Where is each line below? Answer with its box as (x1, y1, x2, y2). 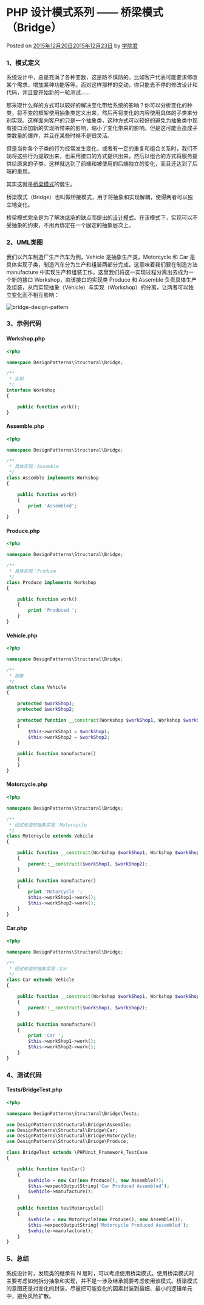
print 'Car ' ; (28, 1032, 64, 1039)
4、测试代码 (6, 1071, 42, 1079)
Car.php (6, 924, 27, 932)
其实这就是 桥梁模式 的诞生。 (6, 180, 76, 188)
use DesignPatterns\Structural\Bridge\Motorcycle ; (6, 1133, 137, 1139)
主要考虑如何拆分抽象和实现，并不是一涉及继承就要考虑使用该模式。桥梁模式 (6, 1277, 198, 1284)
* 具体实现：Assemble (8, 464, 59, 470)
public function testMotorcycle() (17, 1205, 104, 1212)
